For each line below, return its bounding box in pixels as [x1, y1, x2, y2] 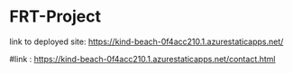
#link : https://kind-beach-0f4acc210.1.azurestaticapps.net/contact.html [9, 53, 277, 64]
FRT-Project [9, 6, 102, 27]
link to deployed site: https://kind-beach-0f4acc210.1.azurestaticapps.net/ [9, 36, 284, 47]
